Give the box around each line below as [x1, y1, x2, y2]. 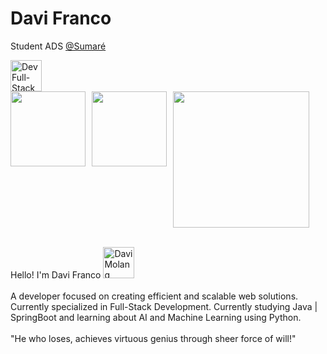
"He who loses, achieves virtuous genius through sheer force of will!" [10, 332, 297, 344]
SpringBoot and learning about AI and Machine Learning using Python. [10, 311, 302, 323]
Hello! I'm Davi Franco [10, 268, 102, 281]
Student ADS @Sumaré [10, 40, 107, 52]
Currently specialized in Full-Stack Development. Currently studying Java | [10, 300, 318, 312]
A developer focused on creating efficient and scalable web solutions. [10, 290, 299, 302]
